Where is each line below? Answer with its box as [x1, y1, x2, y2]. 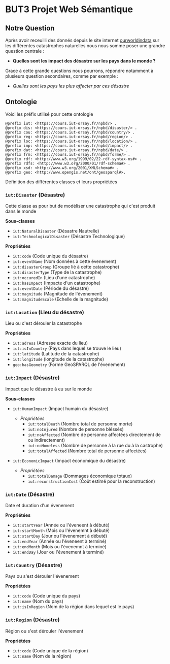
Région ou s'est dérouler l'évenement [5, 628, 84, 634]
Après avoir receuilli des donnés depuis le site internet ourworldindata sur [5, 37, 160, 43]
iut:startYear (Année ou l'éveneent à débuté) [12, 522, 110, 528]
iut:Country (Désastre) [5, 561, 62, 569]
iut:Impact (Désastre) [5, 374, 60, 381]
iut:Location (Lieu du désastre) [5, 309, 85, 316]
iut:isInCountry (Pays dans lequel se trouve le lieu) [12, 345, 122, 351]
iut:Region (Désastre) [5, 616, 60, 623]
